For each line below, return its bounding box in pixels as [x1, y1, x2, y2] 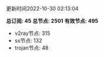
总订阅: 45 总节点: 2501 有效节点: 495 [6, 17, 99, 24]
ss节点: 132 [14, 37, 42, 44]
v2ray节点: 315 [14, 30, 51, 37]
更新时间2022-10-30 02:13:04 [6, 5, 79, 12]
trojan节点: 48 [14, 44, 49, 51]
